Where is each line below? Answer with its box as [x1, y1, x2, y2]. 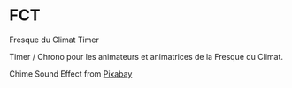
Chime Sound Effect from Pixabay [9, 68, 133, 79]
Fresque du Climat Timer [9, 34, 99, 45]
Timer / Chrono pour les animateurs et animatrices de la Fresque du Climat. [9, 51, 284, 62]
